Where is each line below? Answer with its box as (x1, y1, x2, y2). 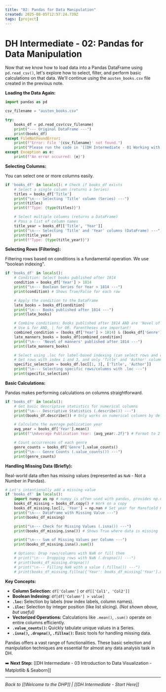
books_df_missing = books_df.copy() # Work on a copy (14, 501, 127, 506)
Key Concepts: (5, 578, 36, 584)
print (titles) (14, 201, 43, 206)
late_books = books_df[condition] (14, 302, 85, 307)
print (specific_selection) (14, 371, 70, 376)
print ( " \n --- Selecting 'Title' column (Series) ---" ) (14, 196, 129, 201)
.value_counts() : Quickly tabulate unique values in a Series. (12, 625, 135, 631)
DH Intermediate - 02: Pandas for (5, 38, 144, 49)
